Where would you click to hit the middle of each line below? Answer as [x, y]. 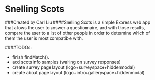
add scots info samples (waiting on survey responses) [66, 62]
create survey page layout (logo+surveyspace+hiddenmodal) [73, 67]
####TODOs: [18, 47]
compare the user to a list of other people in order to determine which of [77, 33]
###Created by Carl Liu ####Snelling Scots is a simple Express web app [78, 22]
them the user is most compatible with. [44, 38]
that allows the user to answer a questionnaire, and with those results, [75, 27]
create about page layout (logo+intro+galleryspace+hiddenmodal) [78, 72]
